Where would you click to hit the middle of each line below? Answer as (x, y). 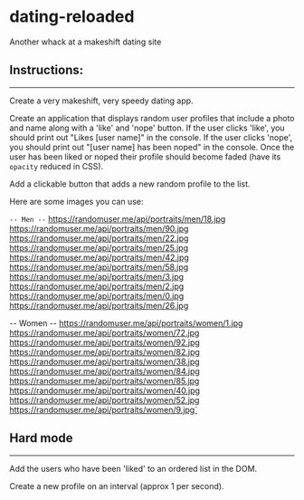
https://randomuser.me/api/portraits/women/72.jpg (104, 332)
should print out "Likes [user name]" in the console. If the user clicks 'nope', (151, 137)
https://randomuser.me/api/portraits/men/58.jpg (99, 267)
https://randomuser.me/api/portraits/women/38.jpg (105, 361)
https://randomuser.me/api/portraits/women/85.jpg (104, 380)
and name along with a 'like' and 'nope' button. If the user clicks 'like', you (147, 128)
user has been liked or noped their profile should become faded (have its (145, 157)
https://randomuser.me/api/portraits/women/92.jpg (105, 342)
